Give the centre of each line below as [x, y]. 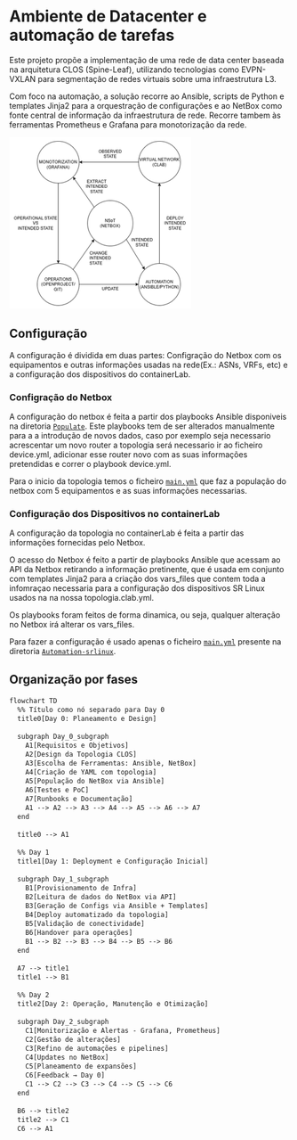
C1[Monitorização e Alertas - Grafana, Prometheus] [123, 1031]
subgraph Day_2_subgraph [63, 1022]
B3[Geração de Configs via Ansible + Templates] [117, 906]
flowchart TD [33, 701]
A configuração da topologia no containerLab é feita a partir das [127, 533]
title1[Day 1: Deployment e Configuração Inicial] [113, 862]
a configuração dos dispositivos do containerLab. [100, 374]
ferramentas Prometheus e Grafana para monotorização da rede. [128, 124]
